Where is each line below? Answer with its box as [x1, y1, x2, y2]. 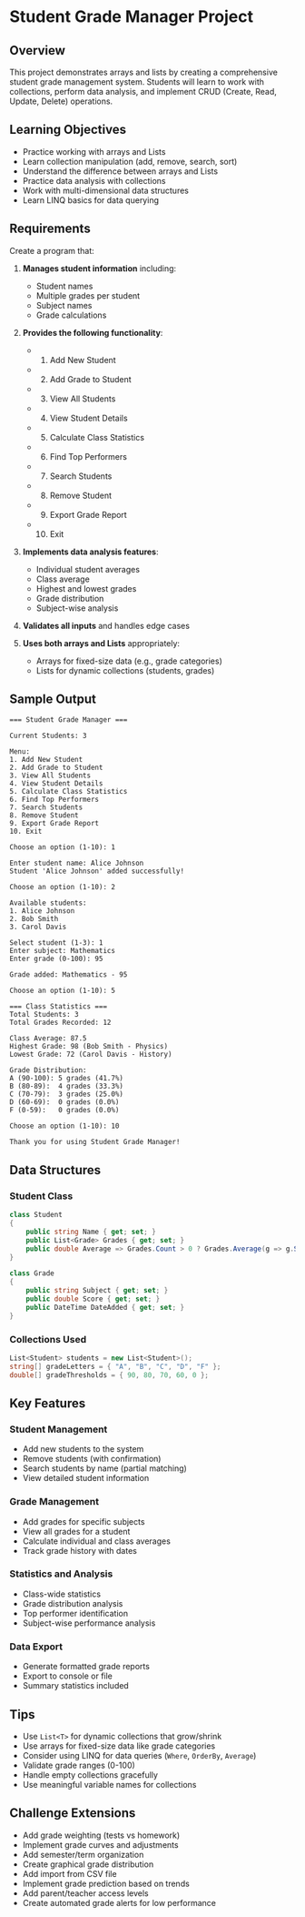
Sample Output [9, 692, 97, 707]
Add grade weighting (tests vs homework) [22, 1830, 181, 1841]
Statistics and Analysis [9, 1567, 113, 1580]
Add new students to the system [22, 1444, 144, 1455]
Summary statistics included [22, 1680, 129, 1691]
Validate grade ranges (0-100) [22, 1760, 136, 1770]
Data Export [9, 1640, 64, 1653]
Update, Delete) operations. [9, 96, 113, 106]
